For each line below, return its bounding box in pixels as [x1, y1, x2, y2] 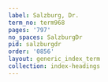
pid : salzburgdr [8, 41, 61, 48]
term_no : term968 [8, 19, 65, 27]
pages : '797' [8, 26, 51, 34]
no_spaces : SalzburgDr [8, 33, 83, 41]
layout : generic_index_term [8, 55, 101, 63]
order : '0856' [8, 48, 55, 55]
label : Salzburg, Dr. [8, 11, 80, 20]
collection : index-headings [8, 62, 101, 70]
